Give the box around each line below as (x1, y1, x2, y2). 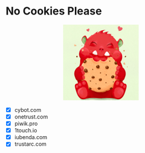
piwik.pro (14, 120, 38, 128)
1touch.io (14, 127, 37, 134)
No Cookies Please (5, 4, 102, 18)
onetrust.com (14, 113, 48, 120)
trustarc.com (14, 140, 47, 148)
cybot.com (14, 106, 42, 113)
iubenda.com (14, 134, 48, 141)
